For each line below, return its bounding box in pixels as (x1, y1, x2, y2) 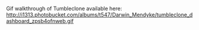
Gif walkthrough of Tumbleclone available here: (6, 5, 122, 12)
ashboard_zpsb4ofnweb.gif (6, 18, 74, 24)
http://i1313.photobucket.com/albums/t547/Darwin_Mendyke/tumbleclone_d (6, 11, 193, 18)
